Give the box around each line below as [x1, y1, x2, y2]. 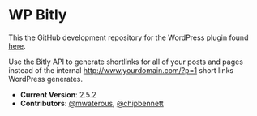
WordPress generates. [8, 74, 84, 84]
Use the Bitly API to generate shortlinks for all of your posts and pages [8, 57, 243, 67]
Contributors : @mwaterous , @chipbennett [19, 98, 164, 108]
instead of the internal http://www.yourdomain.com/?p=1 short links [8, 65, 233, 75]
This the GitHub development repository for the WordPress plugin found [8, 32, 249, 42]
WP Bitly [8, 6, 67, 24]
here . [8, 41, 26, 50]
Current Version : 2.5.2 [19, 89, 96, 99]
